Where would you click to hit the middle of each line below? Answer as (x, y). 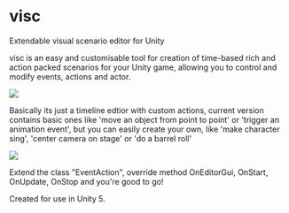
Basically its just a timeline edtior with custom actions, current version (137, 110)
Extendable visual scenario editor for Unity (87, 41)
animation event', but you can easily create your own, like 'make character (144, 129)
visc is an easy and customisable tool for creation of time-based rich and (143, 57)
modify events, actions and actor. (70, 76)
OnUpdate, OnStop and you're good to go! (86, 181)
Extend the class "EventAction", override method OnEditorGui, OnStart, (139, 172)
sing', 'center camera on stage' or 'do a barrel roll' (101, 138)
